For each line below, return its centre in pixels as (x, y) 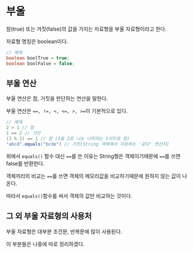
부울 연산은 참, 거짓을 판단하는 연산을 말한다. (57, 99)
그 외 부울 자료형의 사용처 (49, 216)
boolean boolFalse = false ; (41, 64)
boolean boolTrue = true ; (38, 58)
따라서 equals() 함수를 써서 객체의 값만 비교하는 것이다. (69, 196)
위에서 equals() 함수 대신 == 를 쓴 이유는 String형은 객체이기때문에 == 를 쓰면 (93, 156)
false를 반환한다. (26, 163)
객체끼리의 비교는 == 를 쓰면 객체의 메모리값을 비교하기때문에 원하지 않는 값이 (94, 176)
